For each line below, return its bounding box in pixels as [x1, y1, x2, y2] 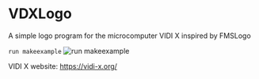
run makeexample [8, 47, 62, 55]
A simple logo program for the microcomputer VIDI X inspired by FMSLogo [8, 31, 251, 40]
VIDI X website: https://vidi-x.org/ [8, 61, 117, 71]
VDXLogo [8, 5, 73, 23]
